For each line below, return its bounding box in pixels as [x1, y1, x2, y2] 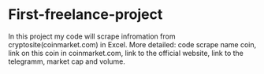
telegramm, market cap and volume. [8, 57, 126, 66]
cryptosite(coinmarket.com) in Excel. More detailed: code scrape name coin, [8, 39, 257, 49]
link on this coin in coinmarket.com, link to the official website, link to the [8, 48, 244, 57]
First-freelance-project [8, 6, 163, 24]
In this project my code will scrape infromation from [8, 31, 176, 41]
